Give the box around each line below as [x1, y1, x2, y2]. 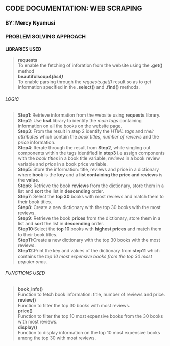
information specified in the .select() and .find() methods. [17, 84, 140, 90]
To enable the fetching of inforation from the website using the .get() [17, 62, 163, 68]
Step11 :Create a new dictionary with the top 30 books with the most [17, 237, 160, 243]
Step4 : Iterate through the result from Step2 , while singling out [17, 144, 151, 150]
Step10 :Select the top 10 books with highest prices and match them [17, 226, 162, 232]
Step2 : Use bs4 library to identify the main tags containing [17, 117, 142, 123]
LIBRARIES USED [5, 45, 42, 52]
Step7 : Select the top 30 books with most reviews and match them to [17, 193, 164, 199]
